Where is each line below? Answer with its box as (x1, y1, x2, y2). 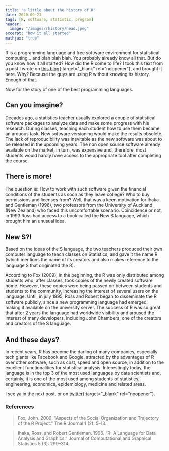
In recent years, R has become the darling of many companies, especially (5, 349, 158, 355)
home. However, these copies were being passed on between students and (5, 283, 162, 289)
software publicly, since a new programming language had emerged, (5, 299, 148, 305)
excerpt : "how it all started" (5, 31, 71, 36)
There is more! (5, 172, 52, 181)
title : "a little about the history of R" (5, 7, 96, 13)
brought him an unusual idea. (5, 218, 66, 224)
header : (5, 21, 22, 27)
